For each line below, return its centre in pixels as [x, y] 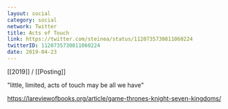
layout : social [29, 13]
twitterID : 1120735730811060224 [54, 46]
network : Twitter [32, 26]
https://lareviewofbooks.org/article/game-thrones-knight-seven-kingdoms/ [114, 98]
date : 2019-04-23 [32, 52]
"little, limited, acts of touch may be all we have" [76, 85]
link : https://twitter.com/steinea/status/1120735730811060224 [100, 39]
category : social [32, 20]
